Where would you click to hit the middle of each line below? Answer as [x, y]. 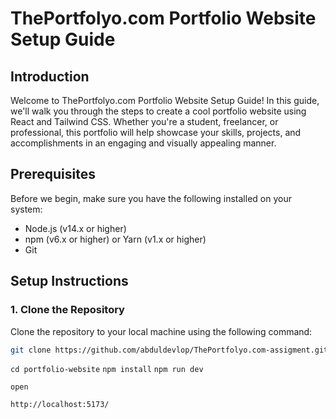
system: [26, 209]
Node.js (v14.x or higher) [75, 228]
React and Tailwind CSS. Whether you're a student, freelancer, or [144, 121]
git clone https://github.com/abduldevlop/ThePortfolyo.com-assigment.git [169, 350]
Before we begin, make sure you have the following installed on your [151, 198]
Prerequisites [53, 174]
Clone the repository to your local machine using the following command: [161, 331]
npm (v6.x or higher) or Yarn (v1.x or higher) [115, 239]
